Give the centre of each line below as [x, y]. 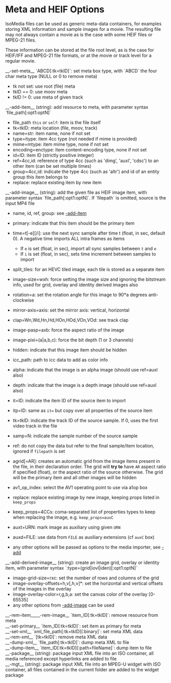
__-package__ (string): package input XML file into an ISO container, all [80, 653]
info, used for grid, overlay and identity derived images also [75, 285]
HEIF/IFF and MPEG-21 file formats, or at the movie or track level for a [79, 55]
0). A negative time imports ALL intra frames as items [69, 238]
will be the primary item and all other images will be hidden [75, 477]
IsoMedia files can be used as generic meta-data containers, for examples [83, 24]
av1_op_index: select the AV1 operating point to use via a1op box [80, 487]
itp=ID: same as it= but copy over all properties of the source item [82, 410]
